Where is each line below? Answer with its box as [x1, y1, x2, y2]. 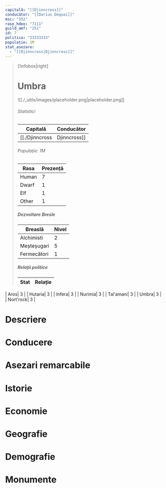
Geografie [5, 428, 48, 439]
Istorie [5, 382, 32, 394]
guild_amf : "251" [5, 26, 41, 31]
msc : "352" [5, 16, 28, 21]
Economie [5, 405, 48, 416]
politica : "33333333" [5, 35, 50, 40]
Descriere [5, 313, 47, 325]
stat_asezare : [5, 44, 35, 49]
